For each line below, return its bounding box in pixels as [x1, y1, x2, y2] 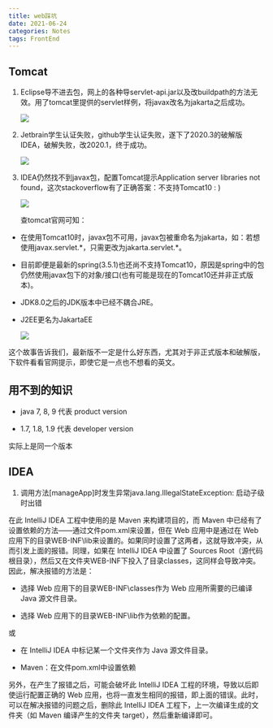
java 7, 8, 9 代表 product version [19, 406, 128, 416]
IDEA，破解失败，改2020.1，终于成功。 [19, 140, 152, 150]
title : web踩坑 [8, 11, 58, 20]
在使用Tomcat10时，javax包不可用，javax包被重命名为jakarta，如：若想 [19, 232, 260, 242]
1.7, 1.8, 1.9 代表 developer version [19, 423, 134, 433]
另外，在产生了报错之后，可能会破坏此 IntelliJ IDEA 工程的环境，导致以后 [8, 679, 252, 689]
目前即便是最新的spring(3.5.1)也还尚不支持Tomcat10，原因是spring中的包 [19, 260, 265, 270]
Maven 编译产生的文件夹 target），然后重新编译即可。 [38, 710, 218, 720]
